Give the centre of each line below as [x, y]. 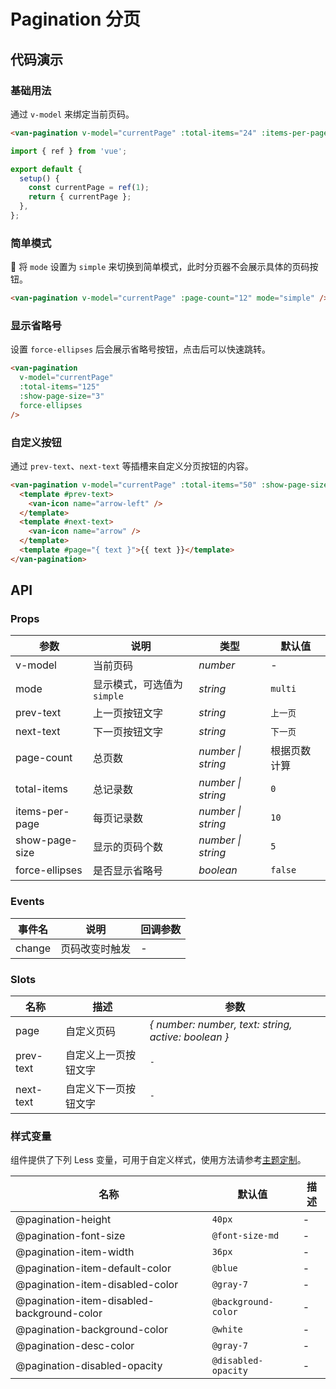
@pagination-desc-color [75, 1346]
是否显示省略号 [127, 871]
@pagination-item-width [75, 1252]
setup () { [39, 178]
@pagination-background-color [92, 1330]
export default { [46, 169]
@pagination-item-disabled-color [97, 1285]
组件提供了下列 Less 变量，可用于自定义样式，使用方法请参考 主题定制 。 [158, 1160]
